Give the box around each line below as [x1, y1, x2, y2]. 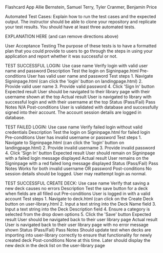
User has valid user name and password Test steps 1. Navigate [27, 73, 153, 79]
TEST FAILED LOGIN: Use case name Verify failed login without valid [5, 124, 143, 130]
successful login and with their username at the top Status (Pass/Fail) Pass [5, 99, 156, 105]
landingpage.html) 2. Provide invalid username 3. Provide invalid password [5, 145, 155, 150]
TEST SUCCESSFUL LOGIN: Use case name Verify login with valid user [5, 63, 148, 68]
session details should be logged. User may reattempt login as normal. [5, 171, 147, 176]
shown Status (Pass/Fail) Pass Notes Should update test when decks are [5, 227, 151, 232]
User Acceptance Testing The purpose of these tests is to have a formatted [5, 43, 157, 48]
